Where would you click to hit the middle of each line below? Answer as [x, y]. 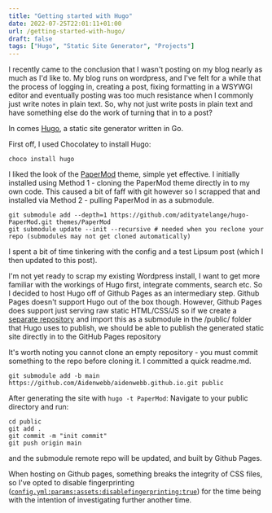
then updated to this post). [53, 261]
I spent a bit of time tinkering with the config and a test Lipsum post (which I [136, 252]
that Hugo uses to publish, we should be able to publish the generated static [136, 328]
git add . [25, 429]
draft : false [31, 39]
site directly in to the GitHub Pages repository [85, 337]
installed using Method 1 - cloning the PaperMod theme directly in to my [129, 183]
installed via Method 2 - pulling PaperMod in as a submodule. [111, 200]
